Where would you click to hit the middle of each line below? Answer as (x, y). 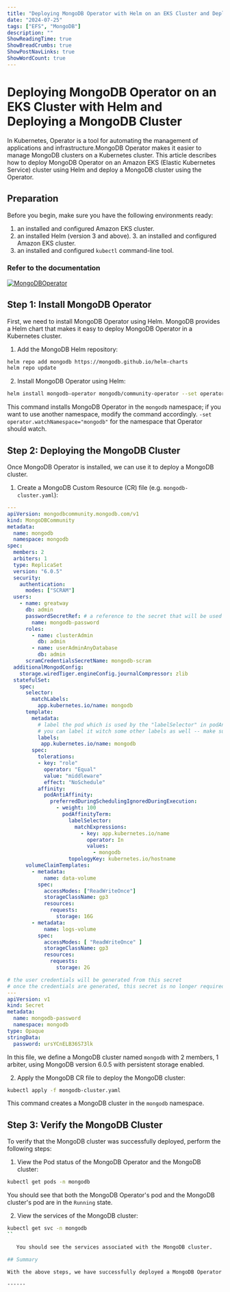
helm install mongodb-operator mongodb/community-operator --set (102, 394)
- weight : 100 (76, 808)
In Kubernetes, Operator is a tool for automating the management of (103, 140)
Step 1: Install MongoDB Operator (79, 305)
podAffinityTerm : (87, 814)
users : (23, 597)
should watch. (27, 429)
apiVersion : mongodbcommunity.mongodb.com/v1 (73, 514)
